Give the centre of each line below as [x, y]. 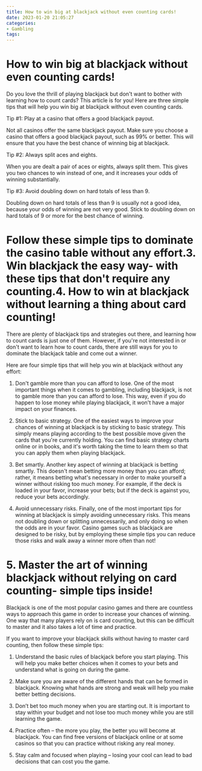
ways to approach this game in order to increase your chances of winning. [99, 614]
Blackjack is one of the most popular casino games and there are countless [99, 607]
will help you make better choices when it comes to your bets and [96, 663]
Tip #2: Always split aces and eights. [52, 155]
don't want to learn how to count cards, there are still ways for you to [92, 347]
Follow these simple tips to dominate [100, 240]
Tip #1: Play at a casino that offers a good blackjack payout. [80, 119]
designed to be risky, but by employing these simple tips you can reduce [105, 534]
